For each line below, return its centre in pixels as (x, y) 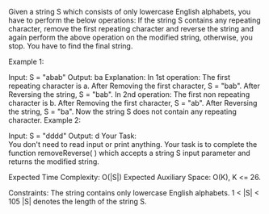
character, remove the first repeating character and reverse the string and (131, 29)
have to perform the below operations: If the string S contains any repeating (134, 20)
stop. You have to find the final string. (71, 46)
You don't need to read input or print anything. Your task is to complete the (133, 144)
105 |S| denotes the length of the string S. (78, 201)
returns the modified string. (54, 162)
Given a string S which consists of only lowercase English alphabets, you (130, 12)
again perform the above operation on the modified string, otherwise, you (130, 37)
